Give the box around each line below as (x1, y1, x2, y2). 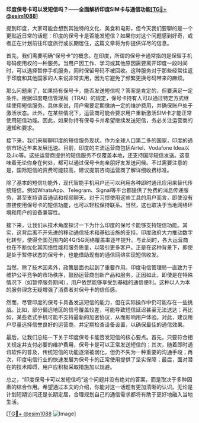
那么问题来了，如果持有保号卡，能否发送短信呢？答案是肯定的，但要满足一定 (6, 87, 193, 94)
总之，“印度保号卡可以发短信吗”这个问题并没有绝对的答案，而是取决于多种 (6, 376, 188, 383)
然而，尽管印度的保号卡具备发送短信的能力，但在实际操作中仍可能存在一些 (6, 299, 188, 305)
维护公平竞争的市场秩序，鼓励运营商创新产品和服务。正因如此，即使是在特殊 (6, 272, 193, 278)
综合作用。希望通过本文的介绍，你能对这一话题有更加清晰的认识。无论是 (16, 383, 193, 390)
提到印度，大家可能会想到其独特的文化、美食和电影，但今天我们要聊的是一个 (6, 25, 193, 31)
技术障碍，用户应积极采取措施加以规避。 (16, 364, 115, 370)
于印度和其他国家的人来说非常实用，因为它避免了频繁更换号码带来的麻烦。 (6, 74, 188, 81)
